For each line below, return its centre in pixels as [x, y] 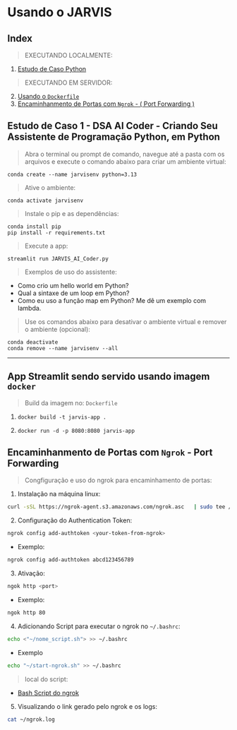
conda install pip [34, 227]
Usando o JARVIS [60, 12]
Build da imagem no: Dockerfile [71, 402]
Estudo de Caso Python [52, 69]
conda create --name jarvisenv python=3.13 [72, 174]
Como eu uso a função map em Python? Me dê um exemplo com [112, 300]
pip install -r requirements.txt [56, 233]
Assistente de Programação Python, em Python [114, 137]
